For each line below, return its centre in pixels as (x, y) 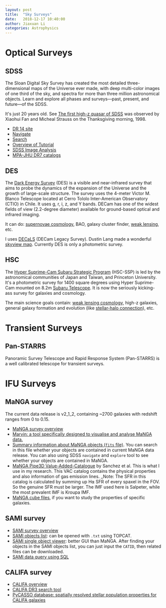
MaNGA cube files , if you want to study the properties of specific (79, 497)
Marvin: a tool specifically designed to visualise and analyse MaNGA (82, 434)
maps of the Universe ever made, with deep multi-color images (95, 88)
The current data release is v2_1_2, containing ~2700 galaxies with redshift (81, 414)
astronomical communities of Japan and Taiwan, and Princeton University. (81, 277)
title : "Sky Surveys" (28, 14)
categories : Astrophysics (32, 28)
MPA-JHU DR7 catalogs (36, 155)
